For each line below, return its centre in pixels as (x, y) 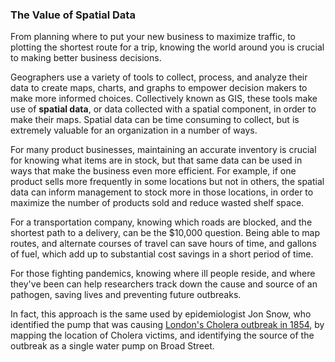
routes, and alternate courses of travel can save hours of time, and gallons (163, 244)
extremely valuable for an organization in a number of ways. (134, 130)
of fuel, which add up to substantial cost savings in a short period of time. (162, 254)
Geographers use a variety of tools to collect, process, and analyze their (159, 77)
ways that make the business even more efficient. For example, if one (153, 171)
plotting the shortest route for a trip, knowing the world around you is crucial (167, 47)
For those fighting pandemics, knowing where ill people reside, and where (163, 274)
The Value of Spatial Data (73, 15)
